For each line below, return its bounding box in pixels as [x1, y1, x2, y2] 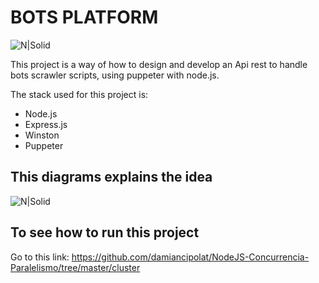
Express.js [24, 118, 68, 130]
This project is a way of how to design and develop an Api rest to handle [10, 58, 308, 70]
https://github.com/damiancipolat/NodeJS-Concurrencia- [71, 251, 310, 263]
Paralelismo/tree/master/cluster [10, 261, 141, 273]
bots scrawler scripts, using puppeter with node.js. [10, 69, 220, 81]
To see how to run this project [10, 224, 200, 241]
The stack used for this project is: [10, 88, 149, 100]
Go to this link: [10, 251, 70, 263]
